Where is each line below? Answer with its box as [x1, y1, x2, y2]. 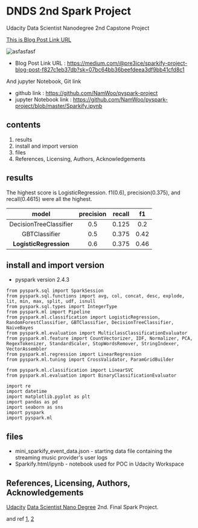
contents [6, 120, 41, 130]
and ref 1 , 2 [6, 515, 34, 522]
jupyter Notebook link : [14, 96, 72, 103]
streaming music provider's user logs [14, 454, 107, 461]
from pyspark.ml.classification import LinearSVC [6, 368, 134, 374]
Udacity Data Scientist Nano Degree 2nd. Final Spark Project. [6, 504, 159, 510]
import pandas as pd [6, 399, 59, 405]
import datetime [6, 389, 47, 395]
